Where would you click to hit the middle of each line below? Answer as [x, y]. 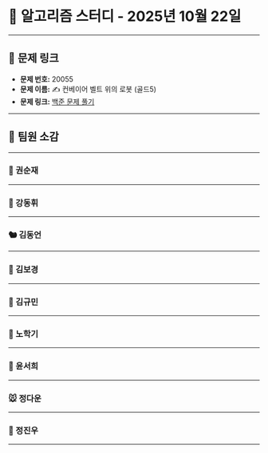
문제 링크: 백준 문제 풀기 [57, 102]
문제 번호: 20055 [47, 79]
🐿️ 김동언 [25, 235]
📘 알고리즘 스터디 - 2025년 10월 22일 [125, 16]
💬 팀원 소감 [34, 137]
